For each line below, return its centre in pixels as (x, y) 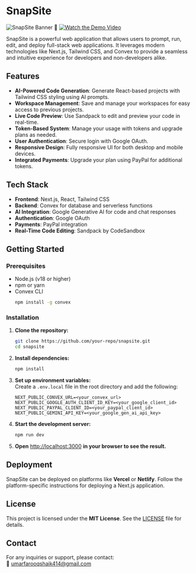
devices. (25, 153)
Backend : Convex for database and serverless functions (83, 205)
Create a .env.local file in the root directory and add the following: (96, 387)
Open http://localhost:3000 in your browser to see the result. (90, 446)
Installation (23, 318)
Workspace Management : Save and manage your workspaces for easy (102, 103)
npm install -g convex (43, 302)
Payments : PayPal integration (51, 224)
